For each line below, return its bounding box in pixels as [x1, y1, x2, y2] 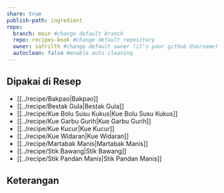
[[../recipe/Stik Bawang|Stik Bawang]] [16, 147, 127, 155]
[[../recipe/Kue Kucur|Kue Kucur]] [16, 124, 115, 132]
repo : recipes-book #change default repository [13, 37, 156, 44]
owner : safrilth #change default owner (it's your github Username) [13, 43, 218, 50]
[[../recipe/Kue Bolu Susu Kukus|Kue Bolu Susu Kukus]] [16, 109, 178, 118]
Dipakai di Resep [6, 75, 82, 88]
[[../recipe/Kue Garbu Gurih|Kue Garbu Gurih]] [16, 117, 151, 125]
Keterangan [6, 175, 59, 187]
